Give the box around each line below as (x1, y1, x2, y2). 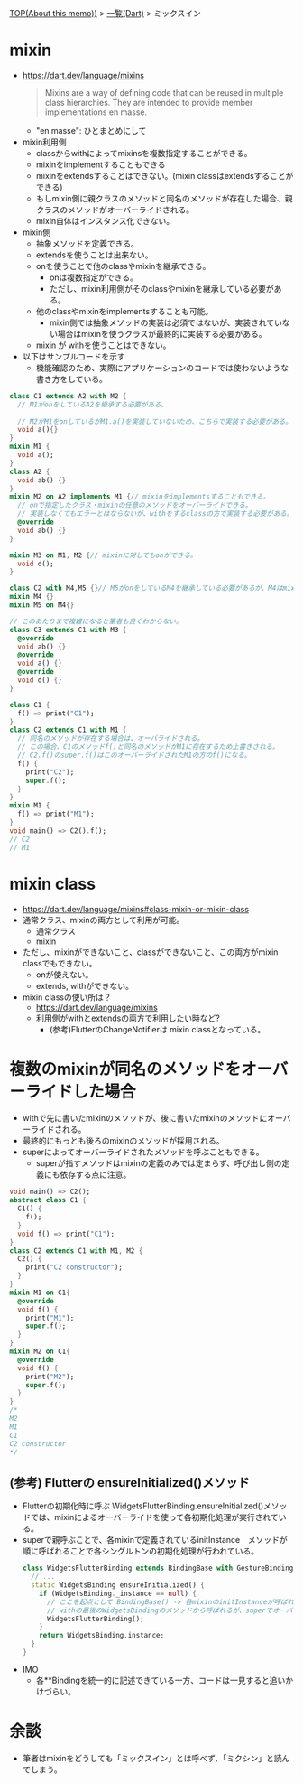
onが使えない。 (35, 969, 94, 980)
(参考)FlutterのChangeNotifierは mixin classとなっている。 (49, 1023, 266, 1034)
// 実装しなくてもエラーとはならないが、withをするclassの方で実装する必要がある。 (17, 509, 294, 518)
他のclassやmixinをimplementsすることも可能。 (35, 305, 214, 316)
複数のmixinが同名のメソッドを (9, 1059, 242, 1079)
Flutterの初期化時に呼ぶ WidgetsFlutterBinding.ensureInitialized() (22, 1500, 264, 1511)
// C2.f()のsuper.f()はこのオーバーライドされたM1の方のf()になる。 (17, 751, 252, 761)
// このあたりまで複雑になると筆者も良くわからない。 (9, 617, 183, 626)
